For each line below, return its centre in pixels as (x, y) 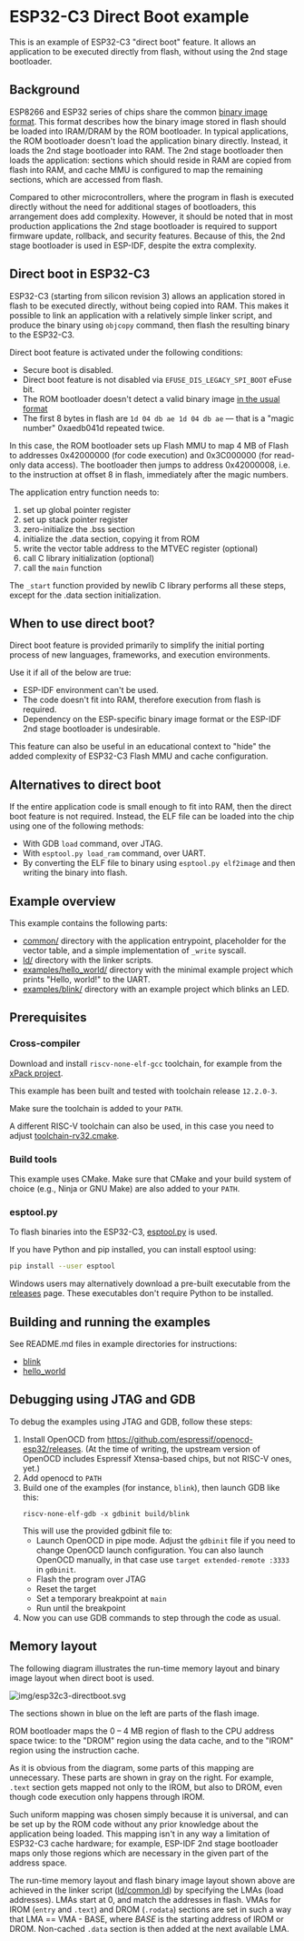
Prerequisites (48, 1017)
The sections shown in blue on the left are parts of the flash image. (135, 1713)
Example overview (63, 901)
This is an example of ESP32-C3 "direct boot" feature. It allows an (133, 42)
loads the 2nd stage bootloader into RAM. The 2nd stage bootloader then (147, 150)
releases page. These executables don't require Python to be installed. (142, 1293)
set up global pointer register (77, 509)
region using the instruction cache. (74, 1750)
